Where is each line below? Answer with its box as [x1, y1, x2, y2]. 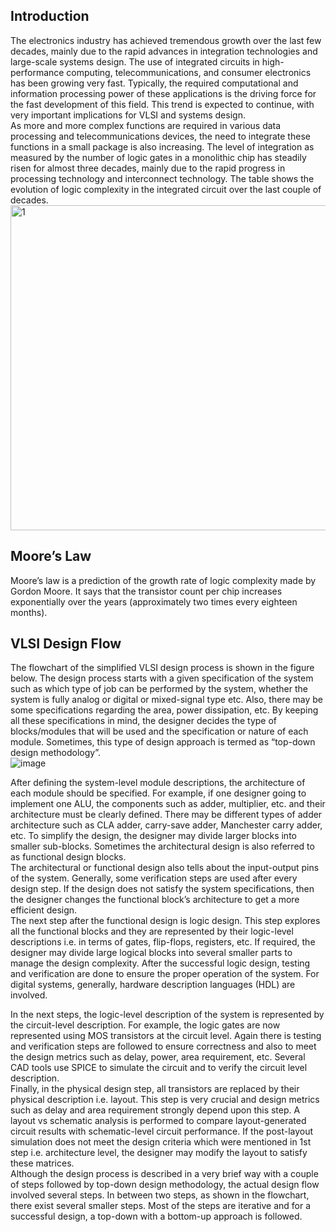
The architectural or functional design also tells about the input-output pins [10, 862, 320, 874]
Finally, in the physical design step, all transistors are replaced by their [10, 1083, 300, 1095]
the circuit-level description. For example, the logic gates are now [10, 1019, 281, 1031]
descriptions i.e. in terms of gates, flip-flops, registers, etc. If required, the [10, 936, 316, 948]
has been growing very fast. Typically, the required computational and [10, 77, 299, 89]
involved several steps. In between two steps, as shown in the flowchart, [10, 1189, 310, 1201]
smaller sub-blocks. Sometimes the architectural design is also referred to [10, 840, 315, 853]
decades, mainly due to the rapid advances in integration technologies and [10, 45, 318, 57]
